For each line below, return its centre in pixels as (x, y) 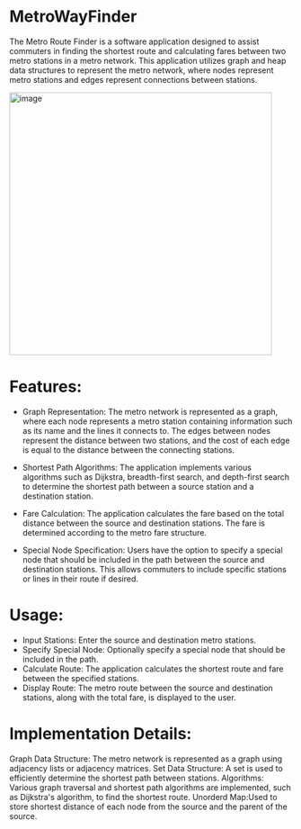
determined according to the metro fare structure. (114, 532)
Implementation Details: (101, 734)
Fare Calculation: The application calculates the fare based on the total (153, 513)
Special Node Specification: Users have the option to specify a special (152, 550)
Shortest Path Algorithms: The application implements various (137, 467)
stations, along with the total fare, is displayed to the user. (129, 697)
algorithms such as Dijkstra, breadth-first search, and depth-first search (156, 477)
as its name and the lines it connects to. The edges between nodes (146, 430)
